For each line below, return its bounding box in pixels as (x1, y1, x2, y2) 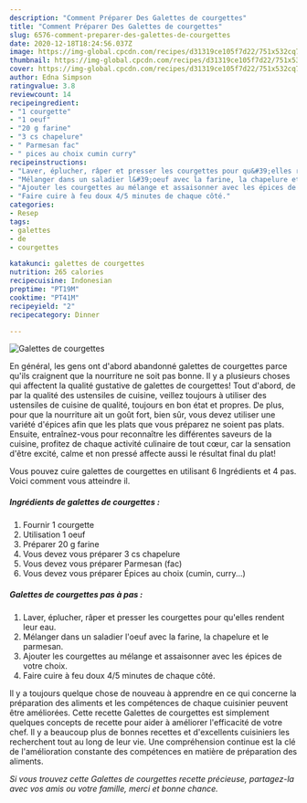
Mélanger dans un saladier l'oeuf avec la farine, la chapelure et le (22, 631, 270, 642)
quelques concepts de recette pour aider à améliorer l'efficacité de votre (9, 717, 283, 728)
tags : (9, 217, 30, 227)
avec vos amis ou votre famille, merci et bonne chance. (9, 783, 219, 795)
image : (9, 48, 35, 57)
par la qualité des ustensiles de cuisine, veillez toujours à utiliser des (9, 390, 267, 401)
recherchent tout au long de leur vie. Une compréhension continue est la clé (9, 736, 296, 747)
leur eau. (22, 622, 57, 633)
